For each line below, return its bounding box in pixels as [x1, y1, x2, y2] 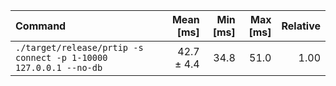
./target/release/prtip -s [15, 42, 144, 53]
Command [15, 19, 67, 33]
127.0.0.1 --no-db [15, 62, 103, 73]
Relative [281, 19, 321, 33]
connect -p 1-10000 [15, 52, 108, 63]
